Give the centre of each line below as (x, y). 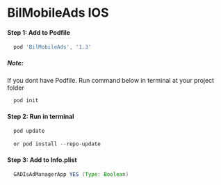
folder (16, 88)
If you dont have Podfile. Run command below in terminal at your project (110, 81)
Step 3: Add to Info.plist (42, 160)
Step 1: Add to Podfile (39, 32)
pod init (26, 101)
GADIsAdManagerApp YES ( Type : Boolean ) (71, 175)
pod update (29, 131)
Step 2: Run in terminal (41, 116)
